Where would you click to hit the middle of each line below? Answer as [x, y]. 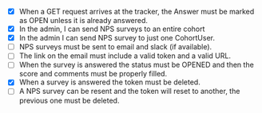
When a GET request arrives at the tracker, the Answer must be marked [137, 12]
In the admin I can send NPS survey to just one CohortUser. [117, 38]
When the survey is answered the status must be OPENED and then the [137, 65]
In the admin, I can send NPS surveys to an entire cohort [112, 29]
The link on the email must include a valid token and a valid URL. [125, 56]
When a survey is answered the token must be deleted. [109, 82]
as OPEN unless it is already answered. [83, 21]
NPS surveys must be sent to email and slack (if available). [115, 47]
